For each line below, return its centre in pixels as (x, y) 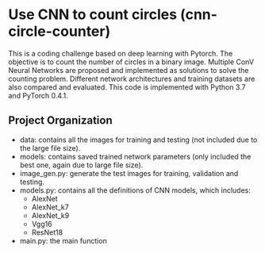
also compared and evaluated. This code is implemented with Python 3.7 (127, 87)
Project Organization (60, 121)
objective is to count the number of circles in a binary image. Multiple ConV (131, 62)
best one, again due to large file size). (81, 165)
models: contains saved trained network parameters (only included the (135, 156)
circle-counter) (60, 31)
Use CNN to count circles (92, 15)
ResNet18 (47, 232)
